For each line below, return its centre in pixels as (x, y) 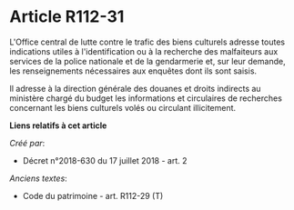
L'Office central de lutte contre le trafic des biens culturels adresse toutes (147, 42)
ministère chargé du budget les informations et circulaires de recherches (146, 98)
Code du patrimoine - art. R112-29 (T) (93, 195)
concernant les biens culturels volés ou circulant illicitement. (123, 107)
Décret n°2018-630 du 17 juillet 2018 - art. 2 (105, 160)
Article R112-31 (67, 17)
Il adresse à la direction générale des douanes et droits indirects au (135, 88)
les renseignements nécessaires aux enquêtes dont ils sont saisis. (133, 71)
